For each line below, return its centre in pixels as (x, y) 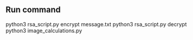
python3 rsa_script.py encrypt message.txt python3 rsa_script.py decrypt (96, 24)
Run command (33, 10)
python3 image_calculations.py (44, 30)
